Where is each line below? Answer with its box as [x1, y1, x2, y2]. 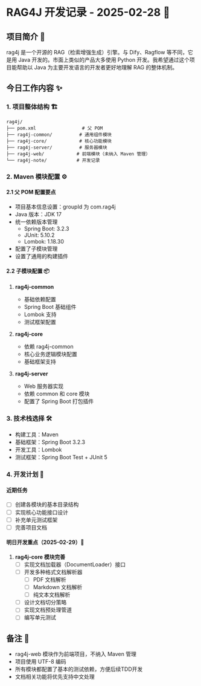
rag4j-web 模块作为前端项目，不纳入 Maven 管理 [14, 650, 137, 658]
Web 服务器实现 [24, 383, 64, 390]
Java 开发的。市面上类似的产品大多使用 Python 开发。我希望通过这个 [18, 56, 190, 63]
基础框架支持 [24, 358, 56, 366]
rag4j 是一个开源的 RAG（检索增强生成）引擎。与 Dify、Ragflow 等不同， [6, 49, 188, 56]
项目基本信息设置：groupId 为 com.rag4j [14, 203, 116, 210]
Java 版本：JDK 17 [14, 210, 62, 218]
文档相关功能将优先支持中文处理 [14, 673, 95, 681]
